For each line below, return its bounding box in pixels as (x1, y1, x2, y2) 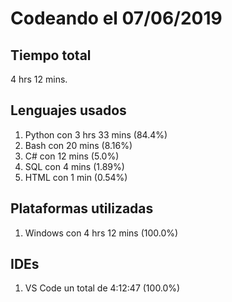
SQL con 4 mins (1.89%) (24, 160, 125, 172)
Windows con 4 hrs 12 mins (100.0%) (24, 227, 179, 239)
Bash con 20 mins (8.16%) (24, 139, 133, 151)
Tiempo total (10, 47, 92, 64)
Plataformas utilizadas (10, 200, 154, 217)
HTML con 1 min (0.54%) (24, 171, 128, 183)
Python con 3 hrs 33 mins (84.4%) (24, 128, 168, 141)
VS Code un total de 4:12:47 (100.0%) (24, 282, 181, 294)
